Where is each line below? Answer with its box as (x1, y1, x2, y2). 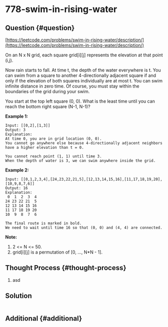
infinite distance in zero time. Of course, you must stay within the (5, 83, 139, 89)
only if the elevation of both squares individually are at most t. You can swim (5, 78, 163, 84)
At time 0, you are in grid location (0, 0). (5, 136, 102, 141)
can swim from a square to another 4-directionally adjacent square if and (5, 72, 156, 78)
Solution (5, 292, 32, 300)
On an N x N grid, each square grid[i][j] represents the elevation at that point (5, 52, 163, 58)
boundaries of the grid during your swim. (5, 89, 90, 94)
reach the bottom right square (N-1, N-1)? (5, 104, 91, 109)
